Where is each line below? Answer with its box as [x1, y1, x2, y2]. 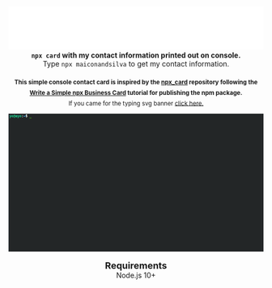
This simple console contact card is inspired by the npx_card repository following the [14, 78, 258, 86]
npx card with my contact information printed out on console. [31, 50, 241, 60]
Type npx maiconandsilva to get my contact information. [42, 59, 230, 68]
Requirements [104, 260, 168, 271]
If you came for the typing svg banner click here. [68, 99, 204, 107]
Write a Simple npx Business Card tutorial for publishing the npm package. [29, 88, 243, 97]
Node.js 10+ [116, 270, 156, 280]
